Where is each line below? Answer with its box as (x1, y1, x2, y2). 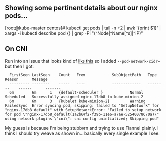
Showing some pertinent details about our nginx (5, 4, 158, 12)
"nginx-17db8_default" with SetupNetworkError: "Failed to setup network (5, 107, 162, 112)
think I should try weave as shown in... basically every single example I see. (5, 130, 160, 136)
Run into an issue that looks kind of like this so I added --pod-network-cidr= (5, 58, 160, 64)
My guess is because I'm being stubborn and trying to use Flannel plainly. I (5, 125, 159, 131)
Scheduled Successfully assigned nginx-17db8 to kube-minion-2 (5, 94, 143, 99)
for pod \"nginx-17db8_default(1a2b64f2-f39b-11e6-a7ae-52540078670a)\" (5, 112, 159, 117)
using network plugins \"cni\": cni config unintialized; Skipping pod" (5, 116, 159, 121)
